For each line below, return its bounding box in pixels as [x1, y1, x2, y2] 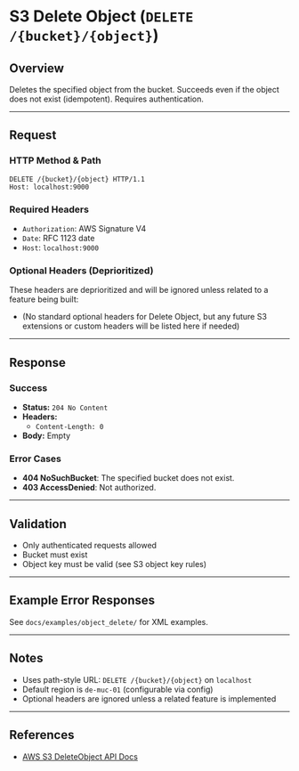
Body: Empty [21, 430, 71, 441]
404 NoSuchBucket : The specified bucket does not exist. [21, 473, 235, 483]
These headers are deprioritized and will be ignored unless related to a [9, 285, 269, 296]
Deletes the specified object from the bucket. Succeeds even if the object [9, 85, 280, 94]
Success [9, 381, 48, 394]
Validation [9, 516, 67, 532]
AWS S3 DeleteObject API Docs [21, 751, 138, 762]
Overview [9, 61, 65, 76]
